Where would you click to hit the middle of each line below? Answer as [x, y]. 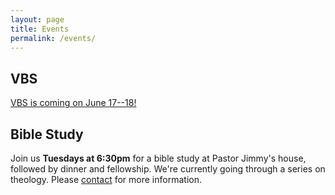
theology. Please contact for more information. [106, 179]
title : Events [40, 29]
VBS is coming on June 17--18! [73, 103]
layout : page [37, 19]
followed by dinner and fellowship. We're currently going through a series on [168, 169]
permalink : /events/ [53, 38]
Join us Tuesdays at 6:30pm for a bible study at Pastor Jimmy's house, [158, 158]
